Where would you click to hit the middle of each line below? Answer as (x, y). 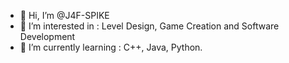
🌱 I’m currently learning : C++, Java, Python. (111, 47)
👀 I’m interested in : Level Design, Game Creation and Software (149, 26)
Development (47, 36)
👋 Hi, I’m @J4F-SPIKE (64, 15)
